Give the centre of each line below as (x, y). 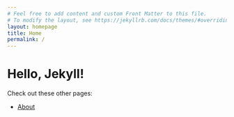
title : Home (24, 33)
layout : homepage (32, 26)
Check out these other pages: (50, 93)
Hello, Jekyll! (46, 74)
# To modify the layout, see (49, 20)
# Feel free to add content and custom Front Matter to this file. (107, 14)
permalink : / (26, 40)
